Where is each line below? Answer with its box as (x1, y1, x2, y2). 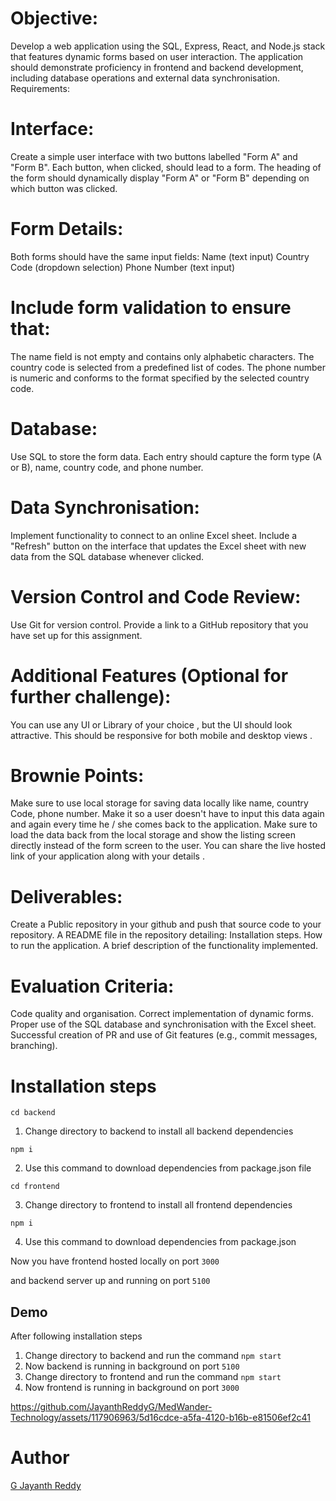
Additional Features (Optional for (10, 664, 289, 687)
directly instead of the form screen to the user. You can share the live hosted (10, 840, 326, 852)
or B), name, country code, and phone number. (10, 461, 204, 473)
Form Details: (10, 218, 124, 241)
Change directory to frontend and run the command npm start (24, 1371, 282, 1383)
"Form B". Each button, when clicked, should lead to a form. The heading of (10, 161, 322, 173)
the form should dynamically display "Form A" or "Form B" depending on (10, 172, 310, 184)
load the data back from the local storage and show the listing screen (10, 829, 297, 841)
